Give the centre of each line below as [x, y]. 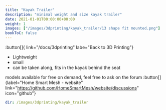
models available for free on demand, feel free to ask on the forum [74, 77]
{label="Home [20, 82]
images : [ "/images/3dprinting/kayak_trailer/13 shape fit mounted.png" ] [83, 28]
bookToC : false [21, 33]
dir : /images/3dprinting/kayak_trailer [47, 102]
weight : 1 [16, 24]
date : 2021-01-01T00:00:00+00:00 [40, 19]
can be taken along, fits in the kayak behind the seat [66, 67]
